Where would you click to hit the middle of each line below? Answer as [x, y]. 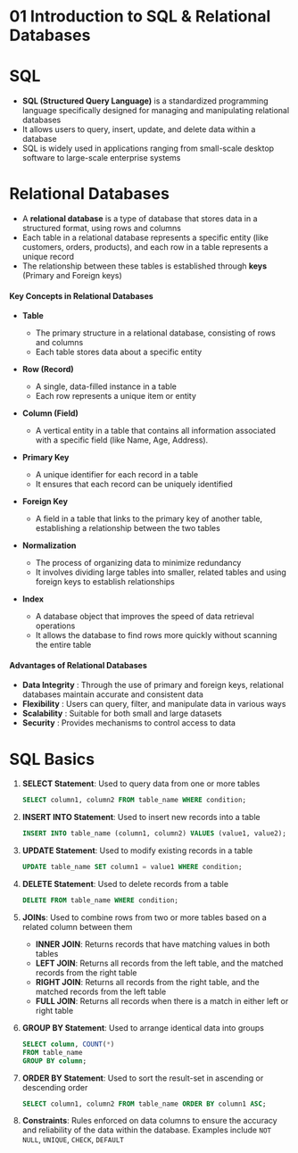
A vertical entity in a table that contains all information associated [156, 431]
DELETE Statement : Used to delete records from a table [125, 884]
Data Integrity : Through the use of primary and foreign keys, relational [153, 685]
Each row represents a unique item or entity [116, 396]
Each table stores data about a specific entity [119, 352]
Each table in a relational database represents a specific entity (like [145, 237]
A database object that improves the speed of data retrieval [145, 617]
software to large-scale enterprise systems [101, 158]
